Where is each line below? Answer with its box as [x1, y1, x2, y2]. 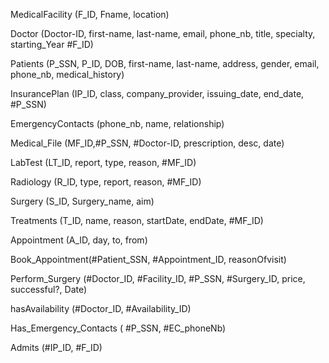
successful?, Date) [10, 284, 88, 295]
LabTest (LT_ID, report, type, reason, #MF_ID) [10, 157, 197, 168]
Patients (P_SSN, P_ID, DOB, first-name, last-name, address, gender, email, [10, 58, 320, 69]
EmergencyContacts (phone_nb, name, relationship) [10, 118, 225, 129]
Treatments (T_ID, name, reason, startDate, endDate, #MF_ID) [10, 215, 264, 226]
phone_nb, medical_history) [10, 69, 125, 80]
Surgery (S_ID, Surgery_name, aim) [10, 195, 155, 207]
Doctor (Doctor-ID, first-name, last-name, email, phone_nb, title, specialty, [10, 28, 316, 39]
